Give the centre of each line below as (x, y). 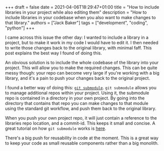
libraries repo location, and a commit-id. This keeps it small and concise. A (80, 123)
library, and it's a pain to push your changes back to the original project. (78, 78)
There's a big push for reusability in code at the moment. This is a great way (82, 138)
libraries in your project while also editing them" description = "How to (76, 12)
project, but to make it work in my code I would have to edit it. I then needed (82, 43)
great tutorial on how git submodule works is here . (56, 128)
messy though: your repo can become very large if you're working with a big (82, 73)
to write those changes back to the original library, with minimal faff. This (78, 48)
